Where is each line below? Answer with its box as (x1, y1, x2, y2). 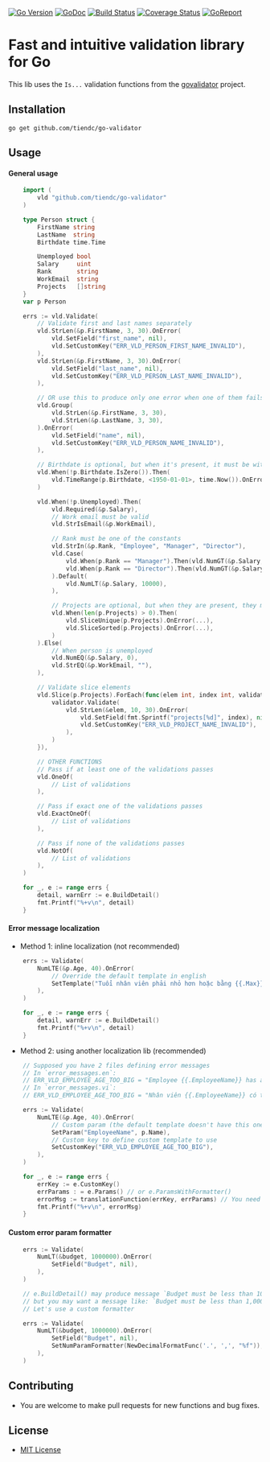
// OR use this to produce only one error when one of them (37, 394, 243, 402)
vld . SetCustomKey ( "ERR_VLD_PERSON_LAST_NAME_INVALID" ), (51, 372, 243, 380)
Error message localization (8, 924, 100, 933)
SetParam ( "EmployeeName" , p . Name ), (51, 1128, 171, 1136)
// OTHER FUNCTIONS (37, 757, 103, 766)
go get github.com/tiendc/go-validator (8, 124, 142, 132)
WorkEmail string (37, 275, 99, 283)
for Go (8, 53, 51, 72)
